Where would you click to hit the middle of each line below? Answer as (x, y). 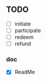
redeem (24, 37)
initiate (23, 23)
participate (28, 30)
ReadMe (25, 72)
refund (23, 44)
